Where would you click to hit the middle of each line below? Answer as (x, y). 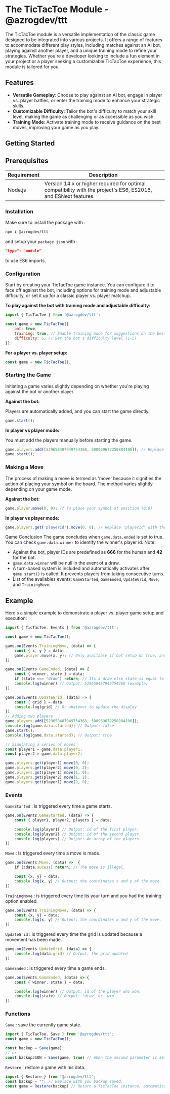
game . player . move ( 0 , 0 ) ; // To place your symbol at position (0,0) (79, 508)
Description (103, 175)
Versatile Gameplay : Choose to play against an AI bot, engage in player (88, 95)
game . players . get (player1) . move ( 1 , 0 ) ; (47, 773)
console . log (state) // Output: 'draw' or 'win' (65, 996)
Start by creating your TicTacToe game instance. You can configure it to (80, 285)
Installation (19, 211)
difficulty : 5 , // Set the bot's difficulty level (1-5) (76, 338)
